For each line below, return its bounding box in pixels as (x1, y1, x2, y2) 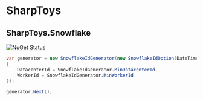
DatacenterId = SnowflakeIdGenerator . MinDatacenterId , (17, 67, 158, 73)
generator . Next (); (6, 89, 53, 95)
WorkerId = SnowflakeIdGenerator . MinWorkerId (17, 72, 134, 79)
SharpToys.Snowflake (6, 28, 91, 38)
